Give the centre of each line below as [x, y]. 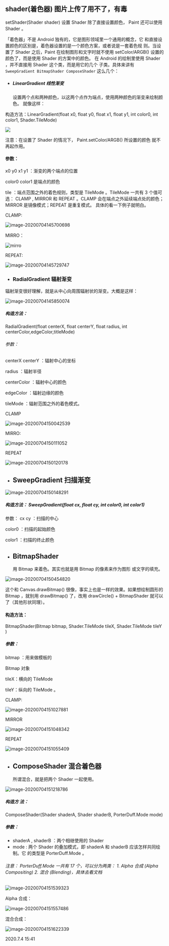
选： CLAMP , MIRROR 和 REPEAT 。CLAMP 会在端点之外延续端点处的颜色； [84, 198]
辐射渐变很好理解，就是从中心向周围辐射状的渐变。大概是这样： [71, 291]
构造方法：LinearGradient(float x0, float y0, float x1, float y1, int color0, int [82, 114]
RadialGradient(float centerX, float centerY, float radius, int [66, 327]
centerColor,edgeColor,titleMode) [40, 332]
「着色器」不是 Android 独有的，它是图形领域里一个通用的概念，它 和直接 [81, 39]
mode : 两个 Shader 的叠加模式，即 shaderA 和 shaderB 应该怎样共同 [84, 847]
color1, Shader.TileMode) [31, 120]
